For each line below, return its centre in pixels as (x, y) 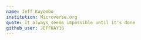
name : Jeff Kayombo (30, 11)
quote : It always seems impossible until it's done (70, 22)
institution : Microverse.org (42, 17)
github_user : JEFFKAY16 (35, 28)
